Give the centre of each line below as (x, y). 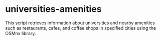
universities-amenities (53, 9)
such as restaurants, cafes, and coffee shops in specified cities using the (81, 28)
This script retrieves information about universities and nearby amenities (80, 23)
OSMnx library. (21, 33)
